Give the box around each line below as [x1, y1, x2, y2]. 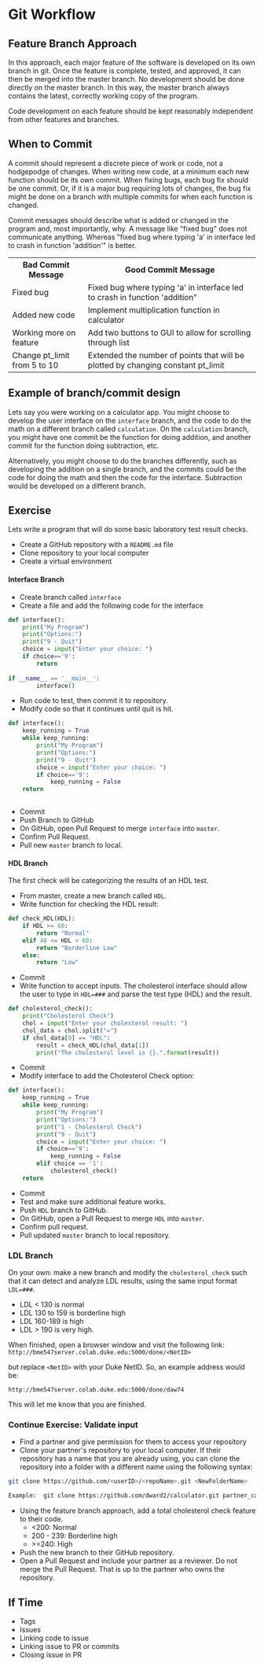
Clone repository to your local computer [19, 549, 149, 558]
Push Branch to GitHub [19, 815, 94, 825]
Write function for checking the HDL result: [19, 900, 159, 909]
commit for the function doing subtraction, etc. [8, 441, 159, 450]
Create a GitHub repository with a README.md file [19, 540, 174, 549]
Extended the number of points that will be [87, 349, 245, 360]
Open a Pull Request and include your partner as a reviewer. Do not [19, 1556, 237, 1565]
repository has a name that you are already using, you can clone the [19, 1454, 240, 1463]
